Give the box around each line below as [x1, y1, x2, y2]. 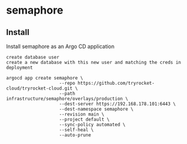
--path [59, 91, 76, 97]
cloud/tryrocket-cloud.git [6, 85, 73, 91]
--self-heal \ [59, 127, 94, 133]
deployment [6, 65, 33, 71]
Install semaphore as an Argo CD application [6, 43, 115, 50]
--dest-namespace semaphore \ [59, 106, 134, 112]
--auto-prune [59, 132, 92, 138]
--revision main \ [59, 111, 105, 117]
